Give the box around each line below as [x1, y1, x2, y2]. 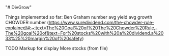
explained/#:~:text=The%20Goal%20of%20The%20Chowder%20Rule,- [5, 25, 158, 31]
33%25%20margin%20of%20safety [5, 35, 82, 41]
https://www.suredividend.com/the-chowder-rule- [48, 20, 154, 25]
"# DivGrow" [5, 5, 32, 10]
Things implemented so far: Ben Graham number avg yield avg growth [5, 14, 153, 20]
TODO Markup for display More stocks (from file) [5, 45, 108, 51]
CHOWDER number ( [5, 20, 49, 25]
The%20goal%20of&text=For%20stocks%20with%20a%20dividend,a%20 [5, 30, 164, 36]
